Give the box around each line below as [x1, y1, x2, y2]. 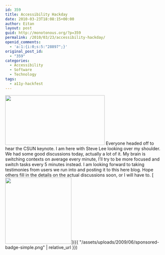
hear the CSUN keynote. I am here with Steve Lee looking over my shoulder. [5, 145, 161, 152]
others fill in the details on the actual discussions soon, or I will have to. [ [5, 172, 154, 178]
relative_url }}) [49, 244, 78, 250]
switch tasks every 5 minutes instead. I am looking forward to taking [5, 161, 145, 167]
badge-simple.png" [5, 244, 45, 250]
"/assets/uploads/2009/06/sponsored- [79, 239, 160, 245]
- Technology [9, 72, 37, 77]
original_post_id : [5, 49, 43, 54]
